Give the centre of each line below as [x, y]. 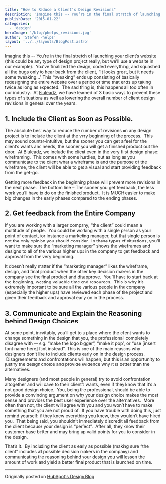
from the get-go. [22, 172]
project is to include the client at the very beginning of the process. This [79, 136]
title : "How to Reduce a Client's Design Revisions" [61, 10]
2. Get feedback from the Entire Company [70, 213]
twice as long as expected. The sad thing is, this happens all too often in [79, 87]
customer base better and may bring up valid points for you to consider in [80, 432]
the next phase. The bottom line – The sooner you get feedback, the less [80, 187]
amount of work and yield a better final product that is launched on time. [79, 462]
